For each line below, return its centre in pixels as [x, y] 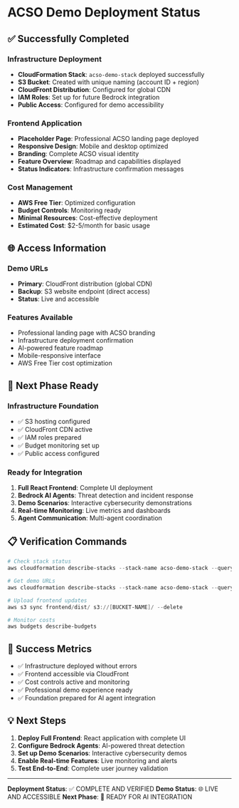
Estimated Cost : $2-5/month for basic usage [84, 226]
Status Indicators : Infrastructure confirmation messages [101, 169]
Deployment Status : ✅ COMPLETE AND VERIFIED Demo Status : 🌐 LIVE [113, 789]
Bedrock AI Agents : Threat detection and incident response [105, 495]
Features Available [40, 318]
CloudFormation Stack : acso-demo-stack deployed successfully [111, 74]
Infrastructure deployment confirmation [75, 341]
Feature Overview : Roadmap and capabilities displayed [99, 162]
